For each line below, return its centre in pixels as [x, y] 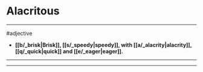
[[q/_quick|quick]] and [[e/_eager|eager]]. [69, 51]
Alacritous [33, 11]
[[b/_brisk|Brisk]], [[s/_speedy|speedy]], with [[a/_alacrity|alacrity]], [103, 45]
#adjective [19, 33]
